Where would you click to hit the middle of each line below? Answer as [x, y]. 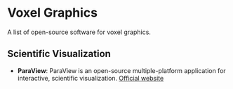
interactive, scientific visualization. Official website [91, 78]
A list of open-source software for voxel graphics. [79, 32]
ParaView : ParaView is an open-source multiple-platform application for [121, 70]
